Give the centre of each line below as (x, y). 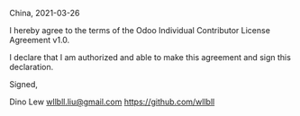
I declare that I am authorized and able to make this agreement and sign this (150, 57)
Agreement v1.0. (40, 40)
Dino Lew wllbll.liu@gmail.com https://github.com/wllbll (112, 102)
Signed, (23, 84)
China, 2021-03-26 (45, 13)
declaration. (32, 67)
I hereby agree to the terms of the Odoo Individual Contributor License (140, 30)
